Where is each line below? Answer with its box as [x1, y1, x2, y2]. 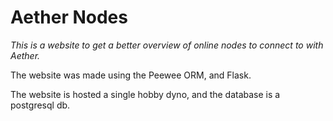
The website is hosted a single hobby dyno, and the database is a [10, 88, 281, 100]
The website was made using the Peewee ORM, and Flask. [10, 69, 252, 81]
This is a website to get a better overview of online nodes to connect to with [10, 39, 324, 51]
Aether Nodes [10, 6, 128, 29]
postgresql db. [10, 99, 71, 111]
